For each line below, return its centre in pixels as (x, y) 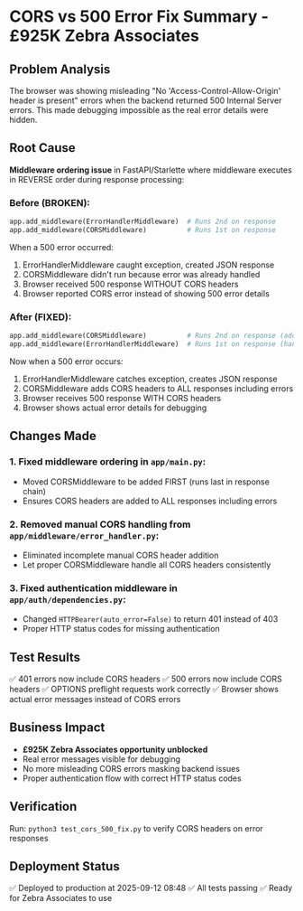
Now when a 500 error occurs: (66, 361)
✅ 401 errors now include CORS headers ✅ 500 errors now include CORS (146, 679)
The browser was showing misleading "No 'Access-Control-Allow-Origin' (145, 91)
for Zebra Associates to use (61, 898)
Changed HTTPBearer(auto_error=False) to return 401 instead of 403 (150, 619)
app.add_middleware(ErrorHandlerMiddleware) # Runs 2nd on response (143, 222)
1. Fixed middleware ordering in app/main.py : (108, 462)
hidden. (23, 120)
